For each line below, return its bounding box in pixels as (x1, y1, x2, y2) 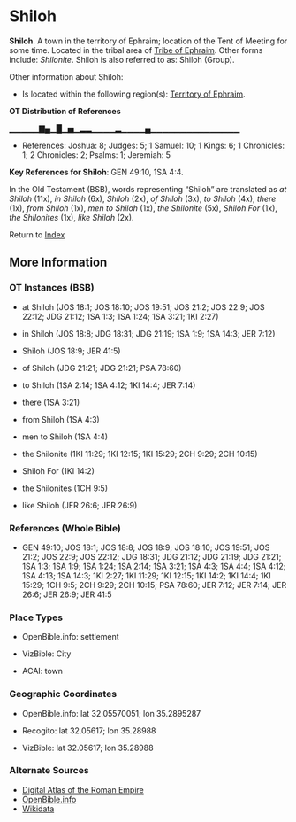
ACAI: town (21, 666, 64, 677)
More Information (9, 255, 108, 270)
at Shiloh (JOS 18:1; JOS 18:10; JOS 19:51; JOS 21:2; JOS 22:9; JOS (21, 301, 265, 312)
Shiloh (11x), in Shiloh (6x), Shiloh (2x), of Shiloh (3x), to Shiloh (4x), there (9, 193, 277, 204)
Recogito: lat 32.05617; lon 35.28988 (21, 725, 156, 736)
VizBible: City (21, 648, 72, 659)
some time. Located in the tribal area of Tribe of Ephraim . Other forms (9, 44, 263, 55)
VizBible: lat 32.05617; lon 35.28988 (21, 742, 154, 753)
